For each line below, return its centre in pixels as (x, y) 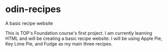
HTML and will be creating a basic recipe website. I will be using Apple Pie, (84, 38)
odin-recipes (33, 9)
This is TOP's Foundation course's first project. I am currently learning (79, 33)
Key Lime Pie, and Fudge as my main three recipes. (59, 43)
